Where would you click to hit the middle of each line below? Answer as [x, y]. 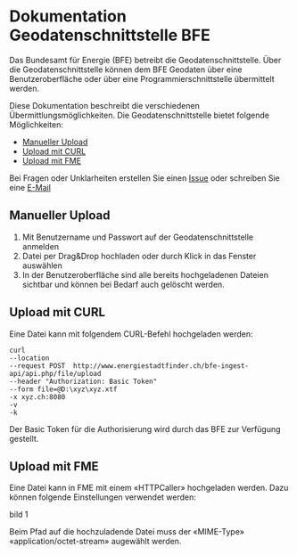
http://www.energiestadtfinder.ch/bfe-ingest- [161, 366]
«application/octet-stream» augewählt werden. [95, 542]
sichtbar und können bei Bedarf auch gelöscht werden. [123, 284]
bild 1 [19, 515]
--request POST [37, 366]
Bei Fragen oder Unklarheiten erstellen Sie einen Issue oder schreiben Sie [144, 178]
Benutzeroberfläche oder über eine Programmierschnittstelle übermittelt [142, 78]
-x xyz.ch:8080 [37, 397]
